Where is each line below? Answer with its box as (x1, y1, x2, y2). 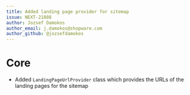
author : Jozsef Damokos (6, 20, 66, 26)
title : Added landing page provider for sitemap (6, 8, 129, 15)
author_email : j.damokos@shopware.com (6, 25, 102, 31)
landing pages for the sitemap (14, 83, 89, 90)
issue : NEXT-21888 (6, 14, 52, 20)
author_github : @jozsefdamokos (6, 31, 84, 37)
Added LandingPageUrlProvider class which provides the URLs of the (14, 76, 185, 83)
